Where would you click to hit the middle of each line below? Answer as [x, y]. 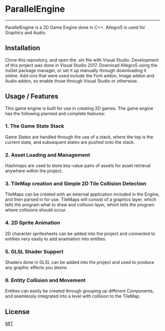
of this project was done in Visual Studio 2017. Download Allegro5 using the [82, 65]
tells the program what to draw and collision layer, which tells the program [80, 205]
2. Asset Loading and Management [48, 155]
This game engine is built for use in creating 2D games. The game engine [79, 108]
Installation [23, 48]
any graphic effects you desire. [37, 267]
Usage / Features [32, 96]
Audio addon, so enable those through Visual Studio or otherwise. [72, 81]
